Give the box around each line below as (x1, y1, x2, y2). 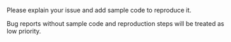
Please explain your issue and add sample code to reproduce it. (6, 6, 192, 14)
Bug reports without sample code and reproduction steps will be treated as (6, 20, 225, 27)
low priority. (6, 27, 42, 35)
